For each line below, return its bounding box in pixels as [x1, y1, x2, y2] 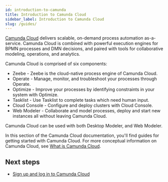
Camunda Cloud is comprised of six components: [5, 61, 107, 67]
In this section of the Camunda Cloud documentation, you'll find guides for [5, 132, 159, 138]
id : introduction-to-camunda [5, 7, 66, 13]
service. [5, 41, 22, 47]
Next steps [5, 157, 40, 166]
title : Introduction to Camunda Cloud [5, 12, 86, 17]
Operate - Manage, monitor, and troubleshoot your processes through [12, 76, 157, 82]
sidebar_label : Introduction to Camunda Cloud [5, 17, 104, 22]
